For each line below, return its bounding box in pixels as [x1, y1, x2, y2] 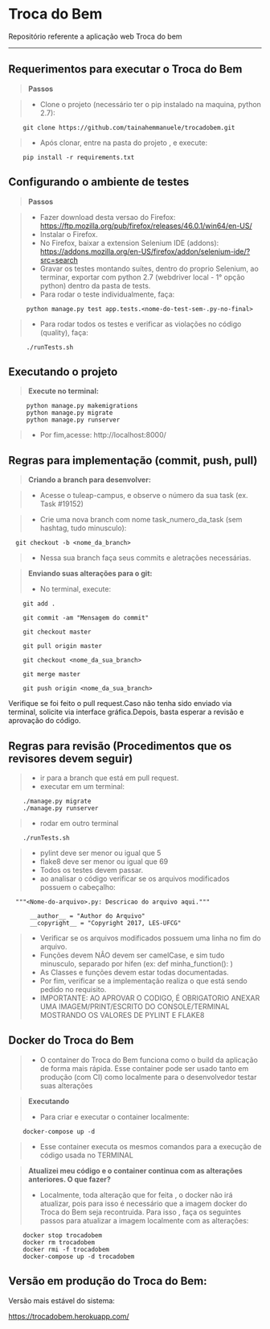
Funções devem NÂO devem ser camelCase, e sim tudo [39, 950, 225, 960]
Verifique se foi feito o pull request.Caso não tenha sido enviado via [8, 699, 232, 708]
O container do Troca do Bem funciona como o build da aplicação [39, 1055, 259, 1065]
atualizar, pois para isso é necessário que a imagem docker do [39, 1198, 247, 1208]
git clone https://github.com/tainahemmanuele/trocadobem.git [22, 123, 235, 131]
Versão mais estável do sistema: [8, 1295, 115, 1306]
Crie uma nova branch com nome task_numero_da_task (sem [39, 515, 243, 525]
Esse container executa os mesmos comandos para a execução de [39, 1141, 262, 1151]
